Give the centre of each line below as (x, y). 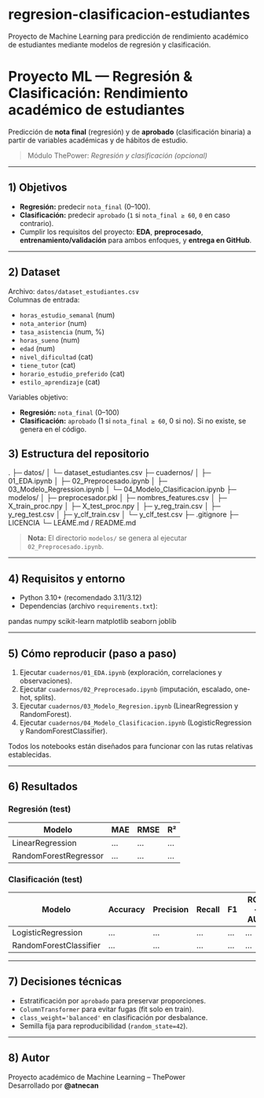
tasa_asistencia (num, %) (62, 332)
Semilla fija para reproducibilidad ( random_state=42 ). (104, 1026)
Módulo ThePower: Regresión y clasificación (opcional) (117, 155)
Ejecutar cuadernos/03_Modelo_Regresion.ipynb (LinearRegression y (128, 706)
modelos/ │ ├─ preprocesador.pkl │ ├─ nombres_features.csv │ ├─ (118, 498)
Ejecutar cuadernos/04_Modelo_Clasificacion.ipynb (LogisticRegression (136, 722)
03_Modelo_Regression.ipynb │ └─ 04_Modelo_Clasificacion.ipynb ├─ (123, 489)
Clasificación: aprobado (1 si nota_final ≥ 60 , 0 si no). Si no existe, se (133, 421)
